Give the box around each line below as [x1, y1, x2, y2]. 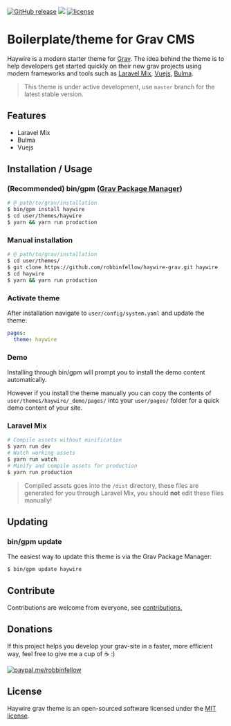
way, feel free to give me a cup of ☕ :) [7, 649, 115, 657]
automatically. [7, 375, 47, 383]
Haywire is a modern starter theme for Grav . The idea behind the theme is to [7, 54, 225, 62]
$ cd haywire [7, 270, 45, 277]
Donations [7, 624, 53, 635]
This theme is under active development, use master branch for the [24, 82, 216, 91]
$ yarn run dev [7, 443, 51, 450]
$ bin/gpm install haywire [7, 206, 85, 213]
